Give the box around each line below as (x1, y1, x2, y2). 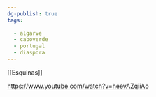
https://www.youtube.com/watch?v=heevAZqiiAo (7, 82, 149, 90)
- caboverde (13, 36, 49, 43)
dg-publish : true (7, 10, 58, 17)
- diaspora (13, 50, 45, 57)
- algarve (13, 29, 42, 37)
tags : (7, 17, 23, 24)
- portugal (13, 43, 45, 50)
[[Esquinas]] (7, 68, 43, 77)
